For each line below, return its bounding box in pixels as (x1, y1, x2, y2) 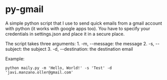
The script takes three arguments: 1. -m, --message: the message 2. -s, (5, 40, 154, 46)
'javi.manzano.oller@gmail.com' (5, 69, 73, 75)
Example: (5, 55, 25, 61)
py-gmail (5, 4, 44, 15)
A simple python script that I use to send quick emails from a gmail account (5, 20, 162, 26)
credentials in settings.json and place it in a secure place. (5, 31, 125, 37)
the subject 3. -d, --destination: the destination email (23, 46, 133, 52)
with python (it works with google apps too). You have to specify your (5, 25, 150, 31)
